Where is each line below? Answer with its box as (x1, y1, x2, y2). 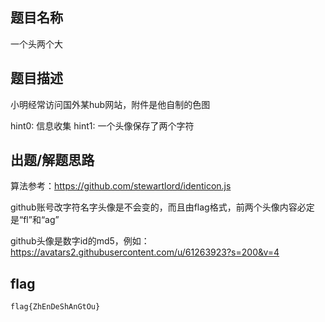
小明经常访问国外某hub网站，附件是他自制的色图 (10, 98, 211, 110)
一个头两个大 (10, 38, 63, 50)
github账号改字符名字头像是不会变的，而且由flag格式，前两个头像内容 (10, 201, 298, 213)
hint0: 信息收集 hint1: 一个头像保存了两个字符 (10, 119, 195, 132)
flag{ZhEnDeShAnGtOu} (10, 302, 101, 312)
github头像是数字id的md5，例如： (10, 235, 150, 247)
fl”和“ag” (23, 214, 60, 226)
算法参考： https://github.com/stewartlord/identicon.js (10, 180, 232, 192)
